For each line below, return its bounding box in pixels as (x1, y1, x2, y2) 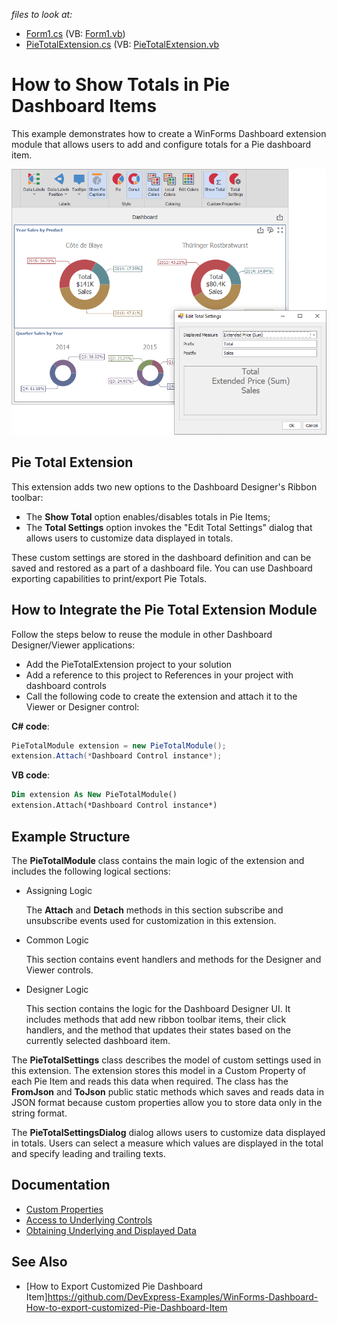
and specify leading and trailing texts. (11, 1147, 166, 1159)
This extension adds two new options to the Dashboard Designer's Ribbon (11, 480, 318, 493)
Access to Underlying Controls (25, 1214, 153, 1226)
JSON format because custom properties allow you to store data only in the (11, 1096, 323, 1108)
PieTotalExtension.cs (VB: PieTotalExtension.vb (25, 39, 220, 50)
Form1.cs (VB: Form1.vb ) (25, 28, 126, 39)
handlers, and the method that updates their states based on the (25, 1024, 291, 1036)
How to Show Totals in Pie (11, 74, 231, 96)
